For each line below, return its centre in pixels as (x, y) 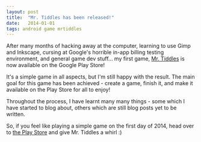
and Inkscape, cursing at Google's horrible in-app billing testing (85, 53)
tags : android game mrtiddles (44, 29)
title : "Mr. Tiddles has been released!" (60, 18)
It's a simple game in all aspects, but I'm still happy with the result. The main (100, 77)
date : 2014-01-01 (31, 23)
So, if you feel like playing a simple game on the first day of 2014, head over (100, 126)
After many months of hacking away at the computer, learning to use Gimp (99, 46)
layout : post (23, 12)
